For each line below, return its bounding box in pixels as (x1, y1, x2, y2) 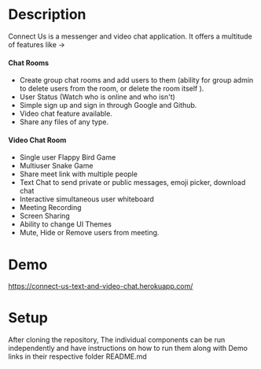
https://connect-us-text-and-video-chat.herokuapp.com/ (8, 282, 193, 291)
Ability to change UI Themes (19, 220, 112, 229)
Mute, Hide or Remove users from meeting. (19, 228, 160, 238)
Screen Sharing (19, 211, 71, 221)
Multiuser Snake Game (19, 161, 94, 171)
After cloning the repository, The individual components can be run (8, 335, 226, 345)
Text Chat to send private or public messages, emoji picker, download (19, 178, 246, 187)
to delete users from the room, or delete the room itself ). (19, 84, 204, 94)
